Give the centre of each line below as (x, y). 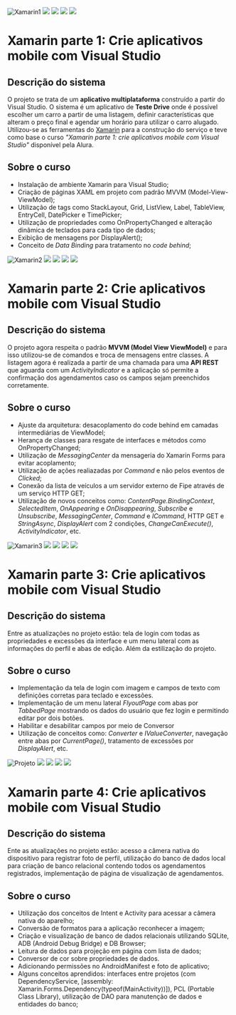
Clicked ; (30, 478)
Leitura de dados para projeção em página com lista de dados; (109, 951)
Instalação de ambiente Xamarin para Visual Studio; (93, 184)
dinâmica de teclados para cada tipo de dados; (86, 230)
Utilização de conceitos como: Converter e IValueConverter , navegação (123, 733)
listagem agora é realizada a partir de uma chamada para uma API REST (113, 362)
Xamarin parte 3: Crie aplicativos (107, 574)
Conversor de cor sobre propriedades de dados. (88, 959)
